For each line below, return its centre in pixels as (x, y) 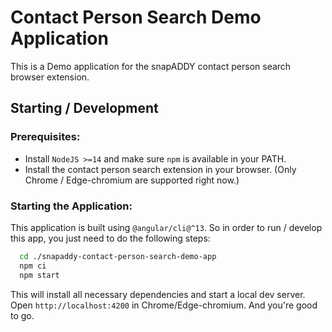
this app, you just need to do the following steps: (110, 238)
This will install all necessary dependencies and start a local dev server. (158, 294)
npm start (39, 275)
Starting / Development (84, 108)
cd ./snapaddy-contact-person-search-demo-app (118, 256)
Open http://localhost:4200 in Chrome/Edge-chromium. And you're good (164, 305)
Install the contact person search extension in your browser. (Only (160, 169)
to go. (22, 315)
